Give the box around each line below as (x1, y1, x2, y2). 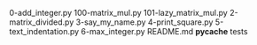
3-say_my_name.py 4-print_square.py (75, 17, 214, 27)
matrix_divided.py (9, 17, 74, 27)
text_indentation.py (9, 26, 80, 36)
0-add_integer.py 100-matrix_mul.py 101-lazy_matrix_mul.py (9, 8, 228, 18)
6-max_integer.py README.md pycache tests (81, 26, 248, 36)
